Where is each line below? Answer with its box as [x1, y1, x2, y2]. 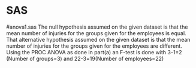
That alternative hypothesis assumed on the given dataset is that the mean [6, 36, 191, 43]
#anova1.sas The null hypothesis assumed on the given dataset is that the [6, 23, 188, 30]
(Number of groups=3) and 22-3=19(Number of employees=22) [6, 55, 164, 62]
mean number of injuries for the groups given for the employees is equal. [6, 29, 187, 36]
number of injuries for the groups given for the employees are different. [6, 42, 183, 50]
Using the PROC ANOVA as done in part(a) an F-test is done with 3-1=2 [6, 48, 182, 55]
